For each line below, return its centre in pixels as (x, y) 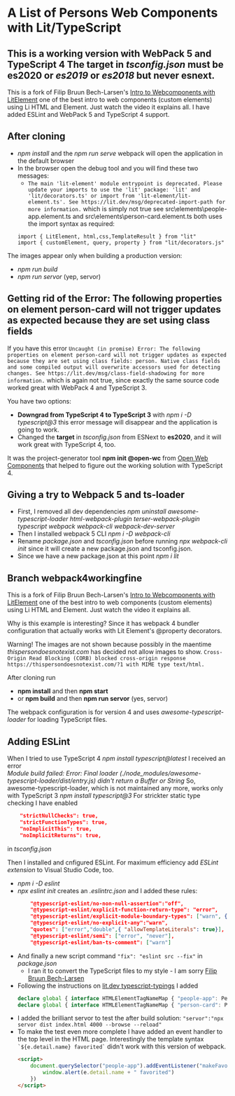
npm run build (37, 269)
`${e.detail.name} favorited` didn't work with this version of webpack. (121, 1046)
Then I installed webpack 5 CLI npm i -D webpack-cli (94, 534)
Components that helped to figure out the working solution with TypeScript (115, 465)
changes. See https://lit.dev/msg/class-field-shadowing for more (106, 373)
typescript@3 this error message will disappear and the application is (117, 422)
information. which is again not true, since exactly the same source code (113, 380)
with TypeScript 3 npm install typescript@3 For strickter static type (104, 796)
